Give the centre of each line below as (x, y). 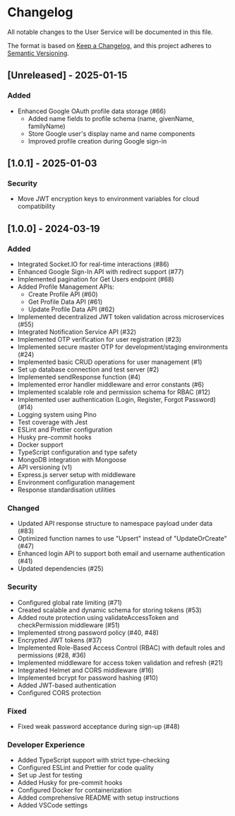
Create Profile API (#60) (63, 294)
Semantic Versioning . (38, 53)
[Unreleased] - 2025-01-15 (67, 75)
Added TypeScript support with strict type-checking (94, 760)
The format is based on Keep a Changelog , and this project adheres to (109, 45)
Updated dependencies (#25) (60, 569)
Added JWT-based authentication (67, 685)
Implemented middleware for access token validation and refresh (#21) (120, 662)
